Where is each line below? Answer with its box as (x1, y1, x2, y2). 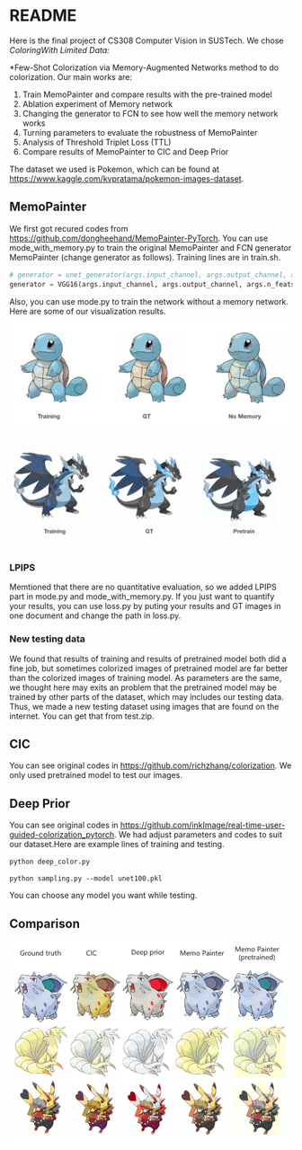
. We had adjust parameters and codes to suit (113, 829, 283, 840)
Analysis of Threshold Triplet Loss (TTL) (22, 137, 172, 147)
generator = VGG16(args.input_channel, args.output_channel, (9, 279, 244, 288)
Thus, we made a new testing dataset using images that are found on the (9, 701, 280, 712)
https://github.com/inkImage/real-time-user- (120, 819, 286, 831)
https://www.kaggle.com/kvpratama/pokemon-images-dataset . (9, 172, 244, 184)
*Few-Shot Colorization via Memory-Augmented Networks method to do (9, 62, 280, 73)
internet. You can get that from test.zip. (9, 711, 155, 721)
